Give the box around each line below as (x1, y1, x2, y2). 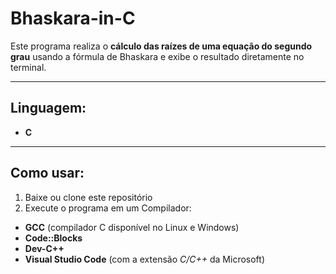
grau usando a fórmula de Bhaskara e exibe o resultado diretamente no (10, 50, 305, 62)
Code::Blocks (24, 232, 83, 244)
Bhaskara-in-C (10, 7, 136, 30)
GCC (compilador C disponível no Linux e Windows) (24, 221, 240, 233)
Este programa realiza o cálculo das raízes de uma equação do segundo (10, 40, 313, 52)
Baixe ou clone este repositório (24, 191, 153, 203)
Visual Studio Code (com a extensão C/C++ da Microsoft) (24, 253, 265, 265)
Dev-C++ (24, 242, 65, 254)
